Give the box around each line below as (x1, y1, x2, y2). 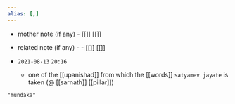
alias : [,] (7, 10, 39, 18)
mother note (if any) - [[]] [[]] (17, 30, 102, 38)
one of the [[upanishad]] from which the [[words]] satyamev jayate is (27, 70, 229, 79)
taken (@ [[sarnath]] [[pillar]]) (27, 78, 114, 86)
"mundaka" (7, 91, 37, 98)
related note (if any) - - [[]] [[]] (17, 43, 106, 51)
